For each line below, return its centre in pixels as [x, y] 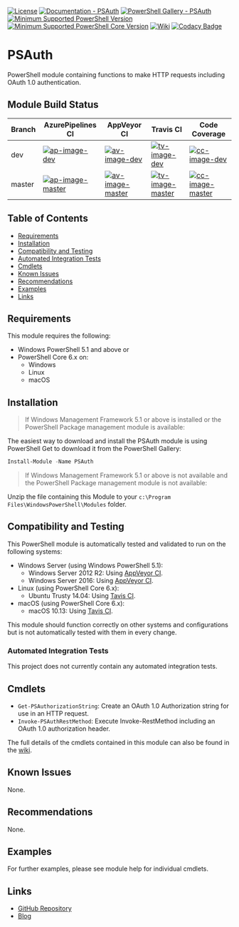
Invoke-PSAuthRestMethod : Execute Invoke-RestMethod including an [116, 721]
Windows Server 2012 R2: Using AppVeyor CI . [96, 573]
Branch [23, 129]
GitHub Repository [45, 908]
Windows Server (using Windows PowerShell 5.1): [90, 565]
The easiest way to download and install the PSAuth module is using [107, 441]
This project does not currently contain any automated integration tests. [112, 667]
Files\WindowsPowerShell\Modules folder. [67, 505]
